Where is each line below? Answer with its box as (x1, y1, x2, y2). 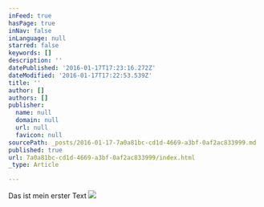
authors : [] (8, 94, 48, 102)
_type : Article (8, 161, 59, 169)
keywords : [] (8, 49, 52, 57)
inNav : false (8, 26, 52, 34)
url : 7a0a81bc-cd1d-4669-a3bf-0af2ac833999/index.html (8, 153, 196, 161)
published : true (8, 146, 63, 154)
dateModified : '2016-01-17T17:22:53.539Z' (8, 71, 152, 79)
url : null (15, 124, 48, 132)
